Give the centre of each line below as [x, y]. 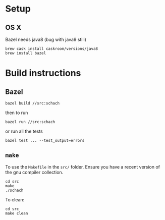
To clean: [15, 199]
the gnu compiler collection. [34, 172]
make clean [17, 213]
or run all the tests [24, 131]
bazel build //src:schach [32, 103]
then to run [17, 113]
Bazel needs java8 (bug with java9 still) [46, 39]
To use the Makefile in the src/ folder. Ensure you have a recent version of [83, 167]
